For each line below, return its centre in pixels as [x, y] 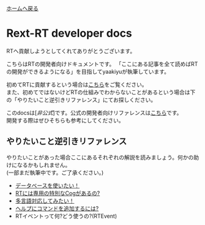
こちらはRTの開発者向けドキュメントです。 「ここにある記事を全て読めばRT [102, 64]
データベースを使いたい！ [47, 185]
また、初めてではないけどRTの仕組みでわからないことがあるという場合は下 [101, 92]
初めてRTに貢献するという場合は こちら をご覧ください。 [77, 84]
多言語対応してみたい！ [45, 201]
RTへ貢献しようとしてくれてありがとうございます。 [71, 51]
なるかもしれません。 [44, 165]
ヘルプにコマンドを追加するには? [57, 208]
